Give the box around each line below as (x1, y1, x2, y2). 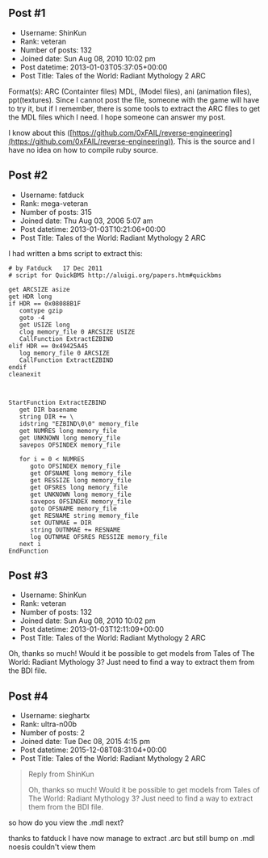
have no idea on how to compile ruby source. (8, 145, 159, 154)
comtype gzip (19, 306, 63, 314)
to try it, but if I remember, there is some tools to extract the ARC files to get (8, 103, 261, 113)
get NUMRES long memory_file (19, 427, 117, 435)
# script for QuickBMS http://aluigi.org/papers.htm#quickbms (8, 271, 222, 280)
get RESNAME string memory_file (29, 511, 139, 519)
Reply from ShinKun (27, 769, 94, 779)
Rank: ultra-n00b (19, 719, 77, 730)
